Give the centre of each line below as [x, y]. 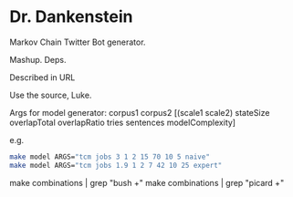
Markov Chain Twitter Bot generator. [78, 42]
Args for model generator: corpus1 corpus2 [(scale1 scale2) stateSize [140, 112]
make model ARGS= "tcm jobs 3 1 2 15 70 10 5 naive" [110, 157]
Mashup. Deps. [38, 59]
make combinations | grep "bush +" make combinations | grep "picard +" [147, 182]
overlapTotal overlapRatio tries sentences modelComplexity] [122, 122]
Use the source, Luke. [51, 95]
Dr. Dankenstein [71, 17]
